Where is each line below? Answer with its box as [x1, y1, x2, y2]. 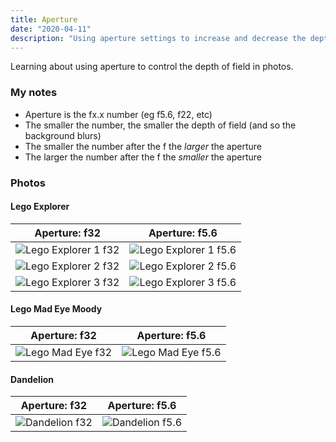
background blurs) [24, 129, 102, 141]
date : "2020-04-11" [10, 24, 92, 34]
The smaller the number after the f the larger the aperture [24, 140, 263, 152]
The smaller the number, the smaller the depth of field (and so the [24, 119, 297, 131]
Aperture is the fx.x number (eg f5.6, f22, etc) [24, 108, 213, 120]
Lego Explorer [10, 201, 70, 213]
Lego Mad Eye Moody [10, 303, 103, 315]
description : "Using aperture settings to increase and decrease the [10, 33, 307, 43]
